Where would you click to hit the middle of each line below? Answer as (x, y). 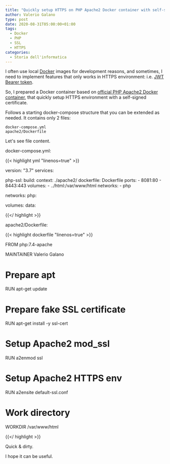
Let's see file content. (28, 141)
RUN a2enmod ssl (24, 358)
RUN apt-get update (26, 289)
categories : (18, 52)
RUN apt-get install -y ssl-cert (37, 323)
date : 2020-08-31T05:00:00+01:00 (40, 24)
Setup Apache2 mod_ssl (58, 344)
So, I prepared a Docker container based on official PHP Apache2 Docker (82, 92)
